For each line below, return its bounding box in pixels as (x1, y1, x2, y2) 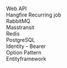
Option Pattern (6, 49, 42, 56)
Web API (6, 5, 28, 12)
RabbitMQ (6, 18, 31, 24)
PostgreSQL (6, 37, 35, 43)
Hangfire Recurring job (6, 11, 62, 18)
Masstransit (6, 24, 35, 31)
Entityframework (6, 56, 46, 62)
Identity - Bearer (6, 43, 46, 50)
